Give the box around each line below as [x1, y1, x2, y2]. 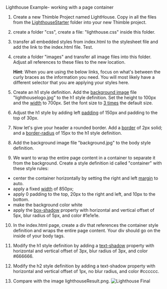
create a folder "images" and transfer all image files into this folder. [13, 54, 152, 60]
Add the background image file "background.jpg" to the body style [13, 140, 151, 146]
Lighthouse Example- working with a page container [6, 5, 114, 10]
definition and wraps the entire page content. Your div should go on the [13, 228, 161, 233]
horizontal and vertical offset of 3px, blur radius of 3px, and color [13, 248, 148, 254]
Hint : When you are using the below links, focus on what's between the [13, 69, 161, 75]
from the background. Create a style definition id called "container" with [13, 160, 162, 166]
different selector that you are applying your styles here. [13, 80, 129, 85]
